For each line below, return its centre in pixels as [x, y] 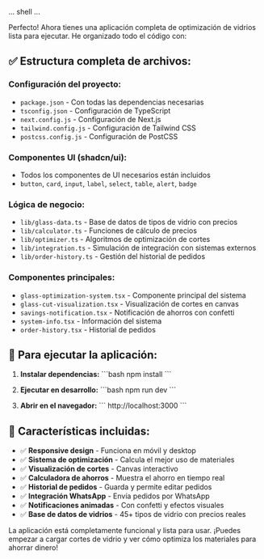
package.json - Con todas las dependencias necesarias [112, 102]
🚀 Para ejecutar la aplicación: [83, 355]
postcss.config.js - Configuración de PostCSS [99, 136]
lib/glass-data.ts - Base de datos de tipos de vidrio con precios [129, 222]
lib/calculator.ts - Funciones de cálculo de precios [109, 231]
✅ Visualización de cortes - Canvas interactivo [99, 469]
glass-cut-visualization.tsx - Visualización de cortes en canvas [130, 303]
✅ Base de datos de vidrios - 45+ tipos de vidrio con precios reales [133, 515]
